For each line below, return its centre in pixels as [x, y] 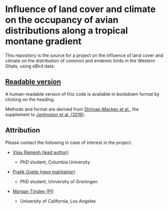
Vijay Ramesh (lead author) [40, 152]
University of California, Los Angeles [58, 201]
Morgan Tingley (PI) [33, 191]
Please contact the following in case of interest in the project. [69, 143]
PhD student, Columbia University [55, 162]
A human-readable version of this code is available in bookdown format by [82, 94]
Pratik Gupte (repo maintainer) [44, 172]
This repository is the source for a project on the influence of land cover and [84, 55]
